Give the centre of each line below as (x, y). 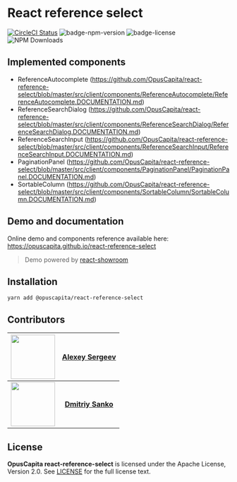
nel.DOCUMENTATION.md (55, 176)
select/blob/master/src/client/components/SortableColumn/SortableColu (123, 191)
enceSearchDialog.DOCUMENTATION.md (78, 131)
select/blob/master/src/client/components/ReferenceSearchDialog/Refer (123, 124)
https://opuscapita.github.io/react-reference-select (82, 246)
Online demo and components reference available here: (88, 239)
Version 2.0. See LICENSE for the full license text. (79, 471)
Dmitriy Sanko (89, 404)
